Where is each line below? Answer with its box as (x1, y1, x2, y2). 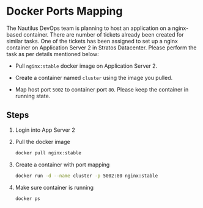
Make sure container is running (15, 184, 94, 191)
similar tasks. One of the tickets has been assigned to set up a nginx (6, 37, 179, 45)
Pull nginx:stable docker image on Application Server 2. (15, 62, 158, 70)
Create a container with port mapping (15, 160, 110, 168)
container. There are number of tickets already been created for (23, 30, 184, 38)
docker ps (15, 195, 41, 202)
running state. (15, 92, 51, 99)
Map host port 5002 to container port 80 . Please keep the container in (15, 85, 189, 93)
